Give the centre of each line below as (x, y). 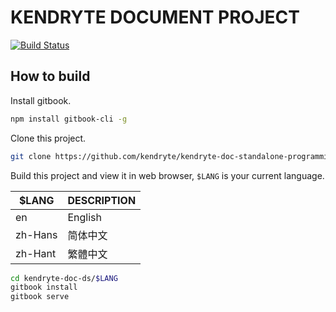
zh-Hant (36, 253)
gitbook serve (40, 297)
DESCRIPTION (102, 200)
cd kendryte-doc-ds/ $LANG (64, 278)
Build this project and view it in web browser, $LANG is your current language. (167, 175)
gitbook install (44, 287)
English (84, 217)
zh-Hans (36, 234)
